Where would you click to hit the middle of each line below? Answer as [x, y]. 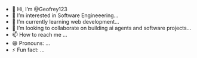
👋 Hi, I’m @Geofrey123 [39, 9]
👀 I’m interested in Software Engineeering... [65, 15]
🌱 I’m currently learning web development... [65, 22]
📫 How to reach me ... [39, 35]
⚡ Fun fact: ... [28, 50]
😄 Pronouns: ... [31, 43]
